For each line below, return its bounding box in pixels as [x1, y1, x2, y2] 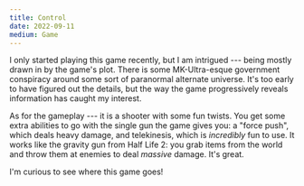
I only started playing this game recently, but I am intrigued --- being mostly [9, 55, 292, 66]
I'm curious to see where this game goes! [9, 166, 164, 177]
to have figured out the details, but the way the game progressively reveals [9, 83, 289, 95]
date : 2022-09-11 [9, 22, 75, 31]
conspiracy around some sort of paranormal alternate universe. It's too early [9, 74, 294, 85]
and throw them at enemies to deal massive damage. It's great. [9, 149, 244, 160]
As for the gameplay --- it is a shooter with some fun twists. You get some [9, 110, 286, 122]
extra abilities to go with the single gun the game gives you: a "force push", [9, 120, 290, 131]
